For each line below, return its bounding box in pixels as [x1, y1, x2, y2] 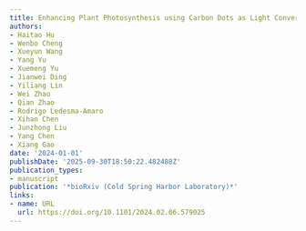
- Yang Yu [9, 55, 47, 65]
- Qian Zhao [9, 97, 55, 107]
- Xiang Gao [9, 140, 55, 149]
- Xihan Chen [9, 115, 59, 124]
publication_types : [9, 166, 84, 175]
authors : [9, 22, 43, 31]
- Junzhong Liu [9, 124, 67, 133]
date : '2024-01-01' [9, 148, 84, 157]
